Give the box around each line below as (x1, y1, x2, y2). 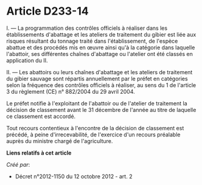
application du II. (6, 57, 48, 64)
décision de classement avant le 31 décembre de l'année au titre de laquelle (6, 106, 197, 113)
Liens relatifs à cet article (6, 149, 72, 156)
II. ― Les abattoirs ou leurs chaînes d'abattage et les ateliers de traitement (6, 68, 193, 75)
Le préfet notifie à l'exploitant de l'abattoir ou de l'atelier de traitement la (6, 99, 187, 107)
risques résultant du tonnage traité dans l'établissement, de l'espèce (6, 37, 178, 44)
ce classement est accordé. (6, 113, 76, 120)
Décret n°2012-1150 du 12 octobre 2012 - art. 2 (15, 172, 133, 180)
